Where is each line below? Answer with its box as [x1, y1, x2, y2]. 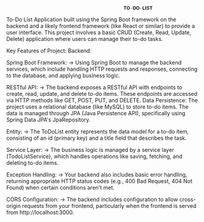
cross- [179, 196, 196, 203]
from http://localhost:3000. [6, 209, 74, 216]
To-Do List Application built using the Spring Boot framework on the [6, 16, 177, 23]
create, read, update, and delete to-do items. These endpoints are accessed [6, 90, 198, 97]
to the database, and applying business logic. [6, 72, 121, 79]
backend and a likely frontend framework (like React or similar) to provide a [6, 23, 195, 29]
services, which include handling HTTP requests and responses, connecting [6, 65, 198, 73]
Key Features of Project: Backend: [6, 47, 92, 54]
